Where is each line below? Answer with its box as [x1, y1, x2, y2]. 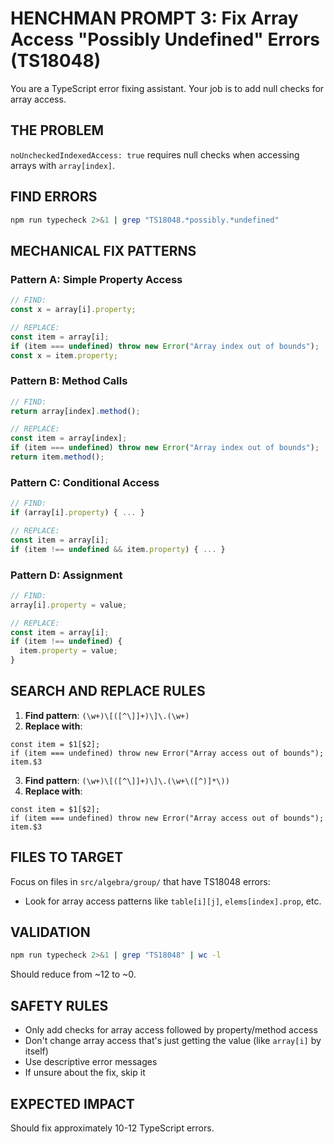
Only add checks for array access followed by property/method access [24, 1024, 318, 1036]
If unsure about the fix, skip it [24, 1067, 146, 1079]
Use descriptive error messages [24, 1056, 158, 1068]
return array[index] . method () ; [10, 406, 141, 416]
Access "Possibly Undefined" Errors [10, 28, 321, 51]
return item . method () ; [10, 452, 105, 462]
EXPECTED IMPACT [10, 1095, 135, 1112]
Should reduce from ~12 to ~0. [10, 968, 137, 981]
